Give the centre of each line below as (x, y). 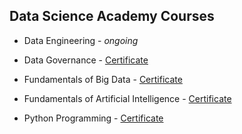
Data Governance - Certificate (86, 60)
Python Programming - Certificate (93, 118)
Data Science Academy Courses (112, 16)
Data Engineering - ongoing (81, 40)
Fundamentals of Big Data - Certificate (103, 79)
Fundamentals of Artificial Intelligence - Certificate (127, 98)
